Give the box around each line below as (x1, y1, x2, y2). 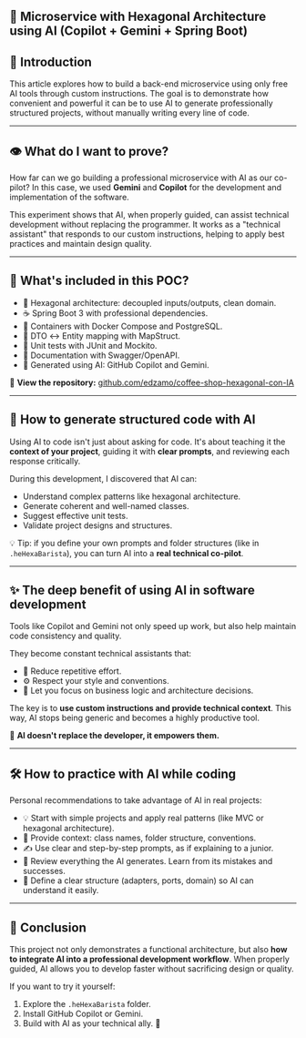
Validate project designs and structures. (22, 520, 173, 531)
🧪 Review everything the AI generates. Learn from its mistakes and (22, 856, 273, 867)
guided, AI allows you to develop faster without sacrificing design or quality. (9, 963, 294, 974)
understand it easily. (22, 885, 99, 896)
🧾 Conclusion (9, 920, 87, 935)
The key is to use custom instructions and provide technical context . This (9, 703, 291, 714)
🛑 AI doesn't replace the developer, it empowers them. (9, 730, 220, 741)
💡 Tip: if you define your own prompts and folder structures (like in (9, 537, 260, 548)
